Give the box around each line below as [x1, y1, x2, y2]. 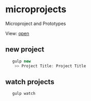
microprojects [5, 4, 67, 15]
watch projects [5, 78, 54, 86]
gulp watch [12, 91, 36, 96]
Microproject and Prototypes [5, 20, 66, 27]
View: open [5, 30, 29, 36]
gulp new [12, 59, 31, 64]
